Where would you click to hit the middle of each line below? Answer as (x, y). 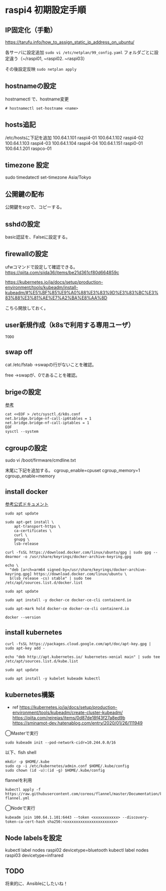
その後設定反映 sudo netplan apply (41, 69)
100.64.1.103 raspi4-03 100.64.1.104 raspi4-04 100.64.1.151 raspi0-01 (74, 143)
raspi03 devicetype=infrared (34, 855)
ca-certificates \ (33, 531)
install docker (27, 492)
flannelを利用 (19, 780)
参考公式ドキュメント (27, 504)
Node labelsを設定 (34, 838)
